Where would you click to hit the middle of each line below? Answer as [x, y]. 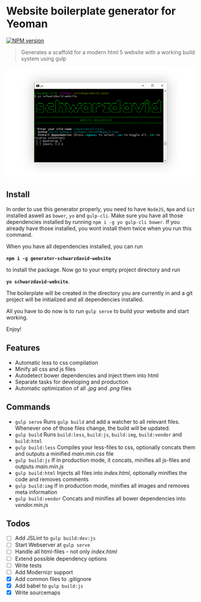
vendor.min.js [31, 504]
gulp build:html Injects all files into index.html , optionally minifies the [101, 473]
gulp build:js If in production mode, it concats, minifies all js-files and [102, 460]
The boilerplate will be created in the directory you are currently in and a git [100, 293]
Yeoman [27, 24]
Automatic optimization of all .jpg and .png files [73, 388]
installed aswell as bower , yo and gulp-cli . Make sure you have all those [95, 216]
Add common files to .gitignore [53, 579]
